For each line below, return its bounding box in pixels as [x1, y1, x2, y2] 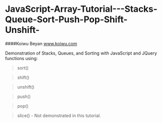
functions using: [5, 55, 38, 61]
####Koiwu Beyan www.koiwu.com [5, 40, 77, 46]
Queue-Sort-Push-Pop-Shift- [5, 14, 128, 25]
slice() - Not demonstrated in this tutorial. [17, 112, 101, 119]
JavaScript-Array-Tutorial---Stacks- [5, 3, 158, 15]
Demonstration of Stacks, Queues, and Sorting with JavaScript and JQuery [5, 50, 158, 56]
